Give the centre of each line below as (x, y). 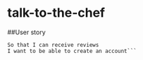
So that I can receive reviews (53, 45)
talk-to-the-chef (56, 13)
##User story (26, 32)
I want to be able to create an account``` (72, 51)
